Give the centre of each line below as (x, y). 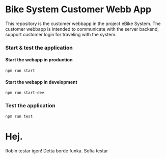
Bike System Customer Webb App (78, 9)
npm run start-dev (25, 93)
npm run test (19, 116)
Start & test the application (39, 48)
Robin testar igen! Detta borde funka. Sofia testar (57, 151)
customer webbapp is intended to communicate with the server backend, (82, 29)
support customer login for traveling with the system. (61, 34)
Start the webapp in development (41, 82)
